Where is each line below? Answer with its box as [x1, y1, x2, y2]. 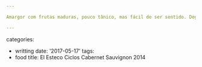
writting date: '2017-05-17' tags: [14, 47, 94, 54]
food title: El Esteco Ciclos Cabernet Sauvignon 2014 [14, 53, 146, 60]
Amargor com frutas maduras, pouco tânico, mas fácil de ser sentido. [6, 14, 187, 20]
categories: [6, 35, 34, 42]
